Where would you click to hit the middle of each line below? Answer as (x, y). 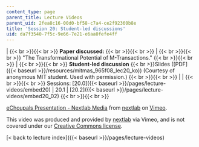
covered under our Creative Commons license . (64, 126)
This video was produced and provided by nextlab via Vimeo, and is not (96, 120)
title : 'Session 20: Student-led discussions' (66, 29)
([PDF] (180, 64)
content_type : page (31, 12)
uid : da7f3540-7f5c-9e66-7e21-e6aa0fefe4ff (62, 34)
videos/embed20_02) (33, 96)
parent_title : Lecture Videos (44, 17)
